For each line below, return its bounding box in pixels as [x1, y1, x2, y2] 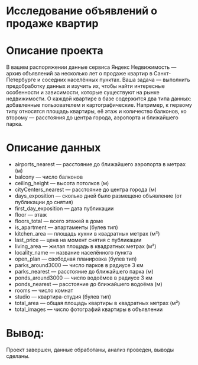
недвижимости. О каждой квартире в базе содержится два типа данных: [6, 95, 192, 102]
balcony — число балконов [14, 173, 83, 180]
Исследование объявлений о [6, 4, 158, 18]
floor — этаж [14, 211, 47, 218]
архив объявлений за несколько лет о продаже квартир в [6, 70, 152, 77]
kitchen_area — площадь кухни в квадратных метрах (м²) [14, 230, 160, 237]
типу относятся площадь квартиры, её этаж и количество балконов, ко [6, 108, 187, 115]
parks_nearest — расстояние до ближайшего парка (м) [14, 268, 154, 275]
